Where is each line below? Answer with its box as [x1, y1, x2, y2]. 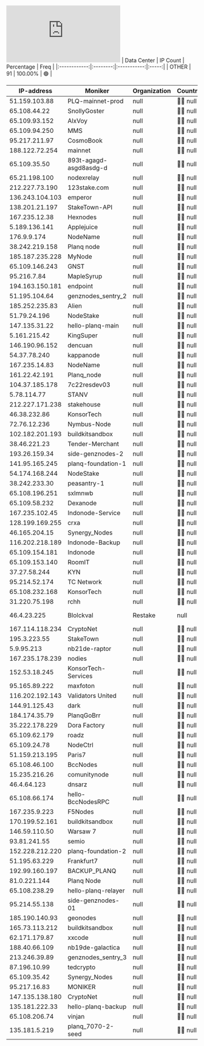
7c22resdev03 [67, 380, 110, 389]
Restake [132, 611, 156, 619]
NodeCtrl [67, 741, 94, 749]
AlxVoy [67, 116, 88, 125]
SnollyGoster [67, 107, 104, 115]
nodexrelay [67, 174, 100, 181]
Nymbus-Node [67, 420, 111, 428]
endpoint [67, 282, 93, 290]
